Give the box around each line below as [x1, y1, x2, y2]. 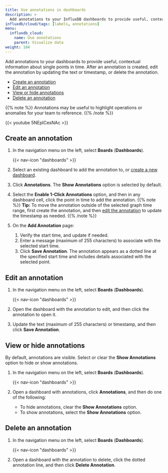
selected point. [19, 259, 51, 265]
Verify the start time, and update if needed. [19, 232, 109, 238]
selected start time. [19, 243, 60, 249]
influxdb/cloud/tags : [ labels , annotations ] [5, 21, 99, 27]
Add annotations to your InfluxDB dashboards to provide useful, [9, 17, 149, 22]
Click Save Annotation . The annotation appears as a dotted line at [19, 248, 156, 254]
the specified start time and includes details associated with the [19, 254, 151, 260]
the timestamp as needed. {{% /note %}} [12, 213, 97, 219]
